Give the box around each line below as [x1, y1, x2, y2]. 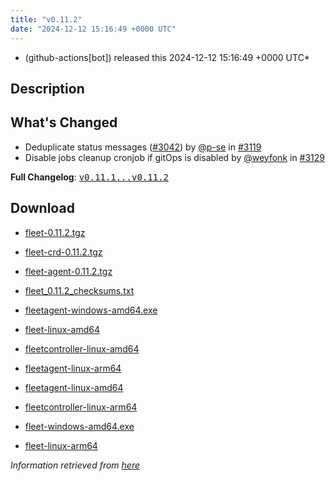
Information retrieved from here [10, 459, 141, 471]
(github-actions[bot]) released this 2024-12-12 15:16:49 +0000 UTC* [24, 51, 310, 63]
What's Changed [10, 114, 118, 131]
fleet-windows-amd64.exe [24, 420, 135, 432]
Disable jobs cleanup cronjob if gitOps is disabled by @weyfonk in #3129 [24, 151, 326, 163]
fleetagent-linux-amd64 [24, 381, 124, 393]
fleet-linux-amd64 [24, 323, 100, 335]
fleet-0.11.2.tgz [24, 226, 86, 238]
